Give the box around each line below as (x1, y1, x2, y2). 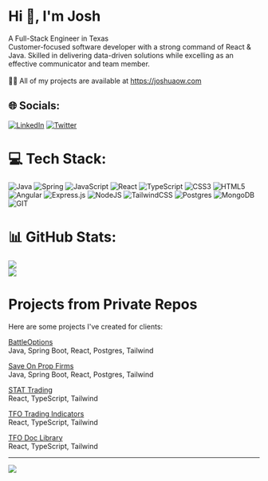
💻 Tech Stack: (8, 149, 107, 168)
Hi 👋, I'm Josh (8, 7, 101, 26)
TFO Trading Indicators (8, 408, 85, 418)
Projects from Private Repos (8, 295, 198, 313)
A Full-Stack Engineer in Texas (8, 34, 109, 43)
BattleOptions (8, 337, 53, 346)
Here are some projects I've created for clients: (8, 321, 164, 331)
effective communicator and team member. (8, 59, 150, 69)
